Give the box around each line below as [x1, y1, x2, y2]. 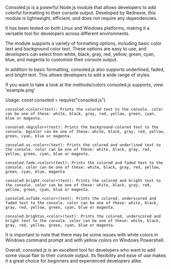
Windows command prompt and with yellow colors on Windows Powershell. [5, 237, 165, 243]
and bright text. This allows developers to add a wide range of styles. [5, 72, 151, 78]
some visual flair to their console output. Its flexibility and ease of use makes [5, 252, 166, 258]
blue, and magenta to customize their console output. [5, 57, 118, 63]
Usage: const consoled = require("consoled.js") [5, 97, 106, 103]
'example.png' [5, 87, 36, 93]
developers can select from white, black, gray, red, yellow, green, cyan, [5, 51, 155, 57]
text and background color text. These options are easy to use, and [5, 46, 147, 51]
